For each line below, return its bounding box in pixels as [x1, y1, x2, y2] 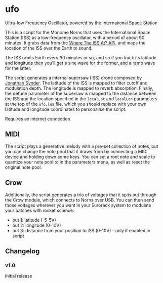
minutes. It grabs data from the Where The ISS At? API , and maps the [5, 40, 146, 45]
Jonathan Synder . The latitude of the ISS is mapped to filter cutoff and [5, 80, 148, 86]
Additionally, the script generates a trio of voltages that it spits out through [5, 192, 157, 198]
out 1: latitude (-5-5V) [12, 217, 56, 223]
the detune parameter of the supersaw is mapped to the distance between [5, 90, 157, 96]
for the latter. [5, 65, 32, 71]
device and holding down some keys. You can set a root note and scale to [5, 154, 156, 160]
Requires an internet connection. [5, 116, 72, 121]
